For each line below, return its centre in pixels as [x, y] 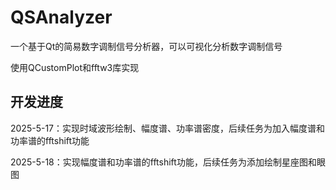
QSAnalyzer [61, 17]
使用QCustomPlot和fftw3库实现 [75, 67]
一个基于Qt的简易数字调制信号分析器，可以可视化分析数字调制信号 [146, 46]
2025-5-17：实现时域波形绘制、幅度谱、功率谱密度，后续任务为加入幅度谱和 [168, 128]
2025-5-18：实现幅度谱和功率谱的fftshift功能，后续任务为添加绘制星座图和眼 [168, 162]
